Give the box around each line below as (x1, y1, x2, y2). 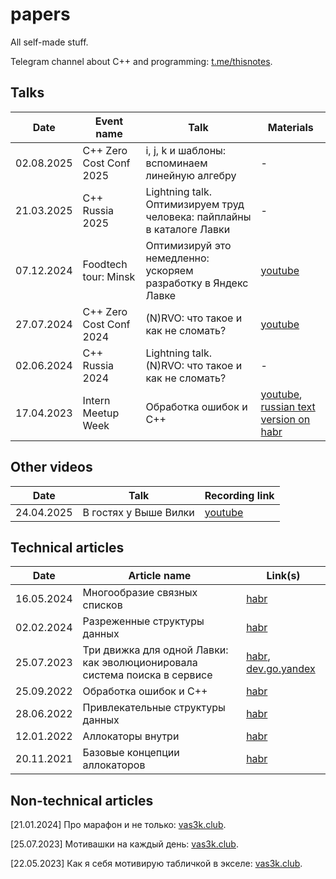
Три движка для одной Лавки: (82, 643, 229, 657)
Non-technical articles (10, 792, 154, 809)
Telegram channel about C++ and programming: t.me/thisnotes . (10, 55, 273, 67)
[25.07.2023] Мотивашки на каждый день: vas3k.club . (10, 838, 239, 850)
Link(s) (266, 569, 301, 583)
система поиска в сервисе (82, 668, 213, 682)
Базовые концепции (82, 746, 180, 760)
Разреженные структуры (82, 614, 205, 628)
